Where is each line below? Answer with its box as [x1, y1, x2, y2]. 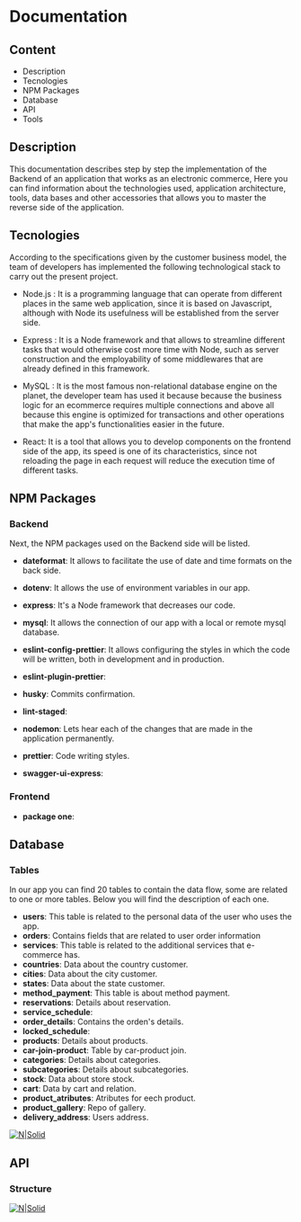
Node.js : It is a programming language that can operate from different [22, 288, 283, 299]
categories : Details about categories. [22, 1055, 162, 1066]
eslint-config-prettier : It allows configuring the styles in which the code [22, 645, 290, 656]
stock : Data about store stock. [22, 1074, 135, 1084]
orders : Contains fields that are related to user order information [22, 931, 261, 941]
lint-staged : [22, 706, 67, 717]
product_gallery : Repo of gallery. [22, 1102, 146, 1113]
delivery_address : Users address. [22, 1112, 149, 1123]
